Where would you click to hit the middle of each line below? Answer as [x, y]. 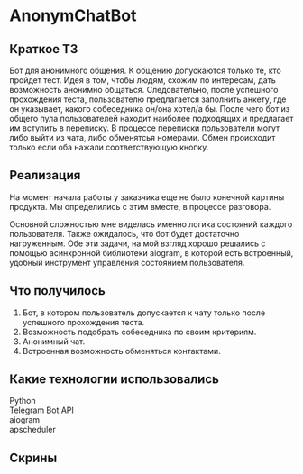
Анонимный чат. [54, 341]
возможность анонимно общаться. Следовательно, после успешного [144, 90]
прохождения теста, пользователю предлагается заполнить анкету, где [148, 99]
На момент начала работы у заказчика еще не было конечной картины [147, 197]
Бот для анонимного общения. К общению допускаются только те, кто [145, 70]
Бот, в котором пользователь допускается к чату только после [144, 313]
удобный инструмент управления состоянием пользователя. [127, 262]
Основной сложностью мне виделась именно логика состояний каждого [151, 224]
